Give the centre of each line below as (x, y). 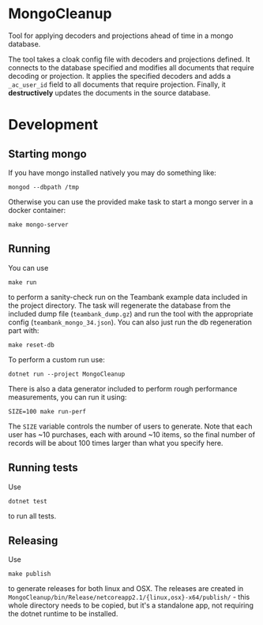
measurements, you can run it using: (68, 397)
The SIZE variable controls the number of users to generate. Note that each (130, 426)
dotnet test (28, 501)
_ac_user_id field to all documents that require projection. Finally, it (117, 84)
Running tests (43, 468)
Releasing (33, 540)
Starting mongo (47, 153)
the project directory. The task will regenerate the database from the (120, 305)
